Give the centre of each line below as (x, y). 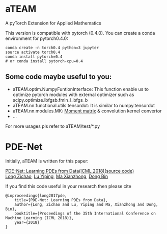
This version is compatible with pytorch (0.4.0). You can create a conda (80, 33)
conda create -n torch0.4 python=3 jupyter (52, 48)
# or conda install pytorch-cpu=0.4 (44, 61)
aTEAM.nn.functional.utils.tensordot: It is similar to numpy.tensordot (84, 105)
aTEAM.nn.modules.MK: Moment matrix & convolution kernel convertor (87, 111)
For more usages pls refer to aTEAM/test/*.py (53, 126)
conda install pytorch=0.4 (34, 57)
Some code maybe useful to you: (59, 77)
